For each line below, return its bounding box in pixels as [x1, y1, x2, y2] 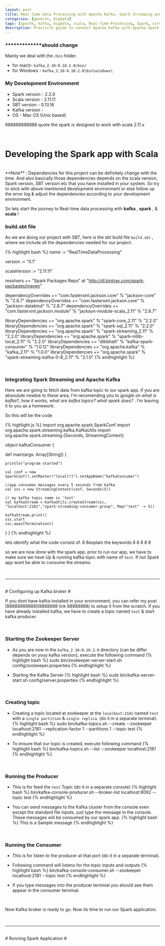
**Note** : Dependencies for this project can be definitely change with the [5, 170, 157, 176]
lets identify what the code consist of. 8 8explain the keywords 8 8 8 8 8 [5, 539, 151, 545]
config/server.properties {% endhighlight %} [28, 677, 119, 683]
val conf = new [5, 470, 36, 475]
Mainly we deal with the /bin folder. [5, 53, 77, 59]
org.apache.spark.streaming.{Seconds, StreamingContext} [5, 433, 124, 439]
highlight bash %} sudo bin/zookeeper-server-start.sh [12, 657, 122, 663]
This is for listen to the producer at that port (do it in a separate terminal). [12, 852, 160, 859]
